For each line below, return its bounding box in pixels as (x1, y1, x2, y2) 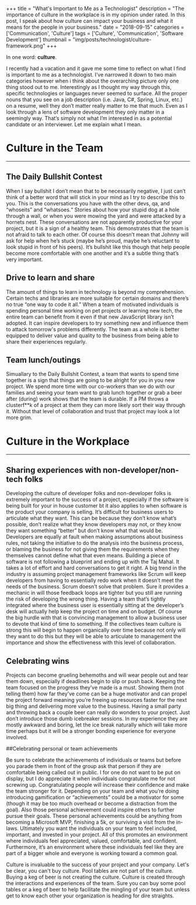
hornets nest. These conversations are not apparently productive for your (6, 218, 183, 225)
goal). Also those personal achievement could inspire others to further (6, 806, 175, 813)
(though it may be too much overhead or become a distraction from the (6, 800, 177, 807)
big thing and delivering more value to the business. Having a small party (6, 702, 181, 709)
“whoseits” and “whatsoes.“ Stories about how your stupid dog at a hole (6, 206, 180, 213)
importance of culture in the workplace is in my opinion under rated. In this (6, 11, 185, 18)
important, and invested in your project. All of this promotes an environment (6, 831, 188, 838)
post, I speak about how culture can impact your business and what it (6, 18, 173, 24)
